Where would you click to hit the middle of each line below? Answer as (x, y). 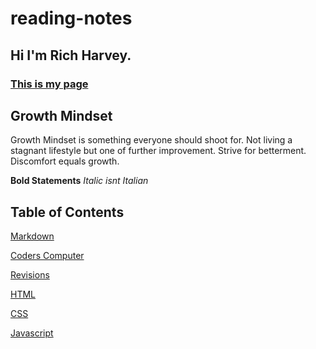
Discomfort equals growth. (65, 161)
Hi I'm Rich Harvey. (71, 55)
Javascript (32, 333)
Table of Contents (67, 212)
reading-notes (71, 18)
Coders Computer (47, 256)
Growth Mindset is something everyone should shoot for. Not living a (151, 140)
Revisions (30, 275)
